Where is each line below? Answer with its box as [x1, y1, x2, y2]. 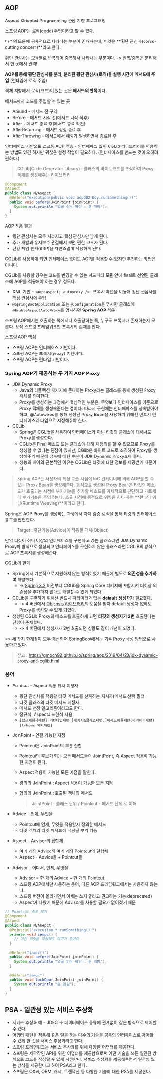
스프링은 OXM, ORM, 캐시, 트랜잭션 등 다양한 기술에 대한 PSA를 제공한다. [12, 1068, 152, 1074]
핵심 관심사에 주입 [12, 295, 46, 301]
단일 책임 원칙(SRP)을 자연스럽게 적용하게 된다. [12, 245, 102, 251]
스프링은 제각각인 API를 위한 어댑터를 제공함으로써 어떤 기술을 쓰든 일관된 [12, 1050, 152, 1056]
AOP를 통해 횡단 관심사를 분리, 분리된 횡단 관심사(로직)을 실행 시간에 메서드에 [5, 71, 150, 77]
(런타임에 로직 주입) [10, 77, 47, 83]
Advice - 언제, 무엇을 [12, 811, 53, 817]
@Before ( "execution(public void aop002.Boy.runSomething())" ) [9, 195, 138, 200]
